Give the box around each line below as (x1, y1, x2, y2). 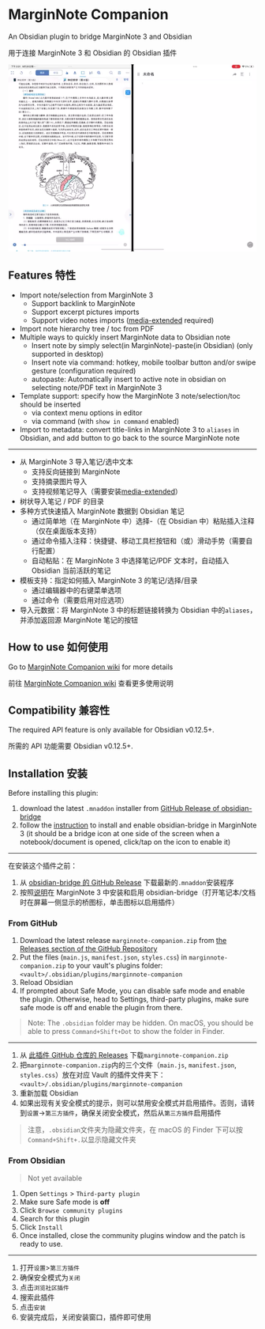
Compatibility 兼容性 (8, 703, 110, 717)
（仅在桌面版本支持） (31, 526, 101, 536)
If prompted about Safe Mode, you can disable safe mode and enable (19, 986, 245, 996)
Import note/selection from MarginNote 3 (19, 290, 154, 300)
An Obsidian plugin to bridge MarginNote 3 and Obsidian (8, 32, 192, 41)
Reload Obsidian (19, 978, 73, 987)
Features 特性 (8, 269, 77, 282)
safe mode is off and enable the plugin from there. (19, 1003, 183, 1013)
